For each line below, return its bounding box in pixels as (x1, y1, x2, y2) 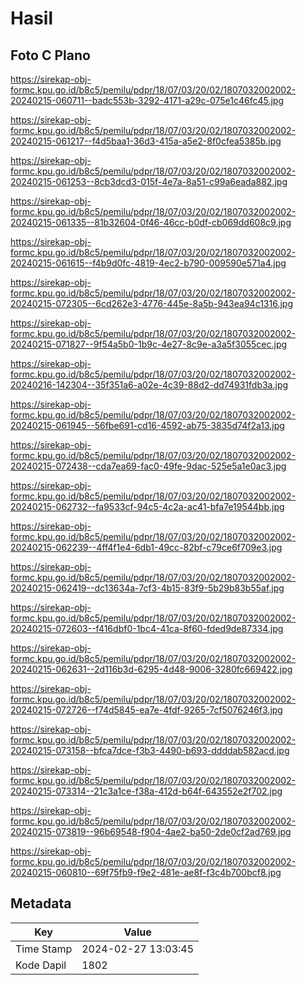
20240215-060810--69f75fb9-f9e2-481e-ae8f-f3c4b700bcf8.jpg (10, 867, 282, 878)
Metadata (10, 895, 72, 912)
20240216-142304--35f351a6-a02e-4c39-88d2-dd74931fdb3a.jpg (10, 379, 289, 391)
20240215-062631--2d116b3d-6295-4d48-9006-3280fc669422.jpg (10, 663, 293, 675)
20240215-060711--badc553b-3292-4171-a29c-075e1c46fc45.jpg (10, 95, 285, 106)
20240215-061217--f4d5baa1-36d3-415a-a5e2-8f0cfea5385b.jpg (10, 135, 282, 147)
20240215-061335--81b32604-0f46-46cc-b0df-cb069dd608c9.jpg (10, 217, 292, 228)
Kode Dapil (15, 958, 67, 972)
